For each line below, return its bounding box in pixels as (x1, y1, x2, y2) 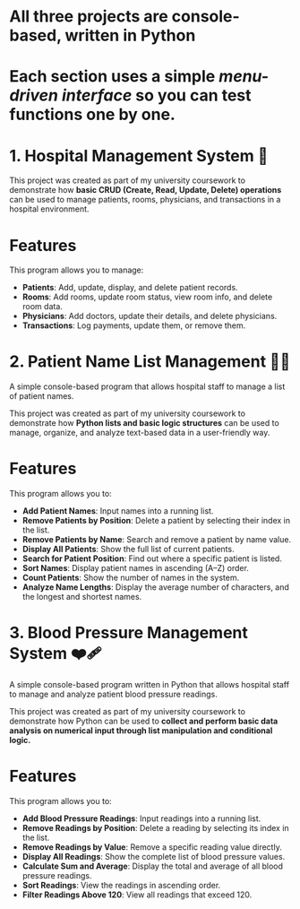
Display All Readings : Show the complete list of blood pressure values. (21, 852, 286, 861)
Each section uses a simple (9, 66, 216, 87)
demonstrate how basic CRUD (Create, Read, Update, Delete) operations (9, 185, 282, 195)
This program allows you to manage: (9, 264, 144, 275)
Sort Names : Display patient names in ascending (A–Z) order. (21, 563, 249, 574)
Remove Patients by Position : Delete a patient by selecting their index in (21, 515, 291, 526)
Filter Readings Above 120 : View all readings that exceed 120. (21, 889, 253, 900)
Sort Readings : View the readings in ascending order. (21, 880, 221, 890)
